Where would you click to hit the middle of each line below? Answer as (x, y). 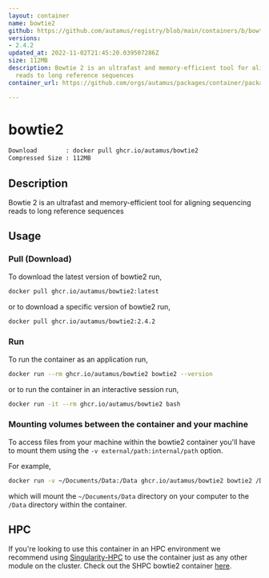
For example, (30, 466)
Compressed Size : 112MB (50, 158)
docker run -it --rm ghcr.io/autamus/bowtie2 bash (94, 404)
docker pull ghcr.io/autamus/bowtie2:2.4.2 (82, 321)
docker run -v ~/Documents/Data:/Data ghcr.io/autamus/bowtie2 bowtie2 (130, 481)
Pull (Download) (40, 259)
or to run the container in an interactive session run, (94, 389)
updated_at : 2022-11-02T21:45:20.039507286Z (84, 53)
